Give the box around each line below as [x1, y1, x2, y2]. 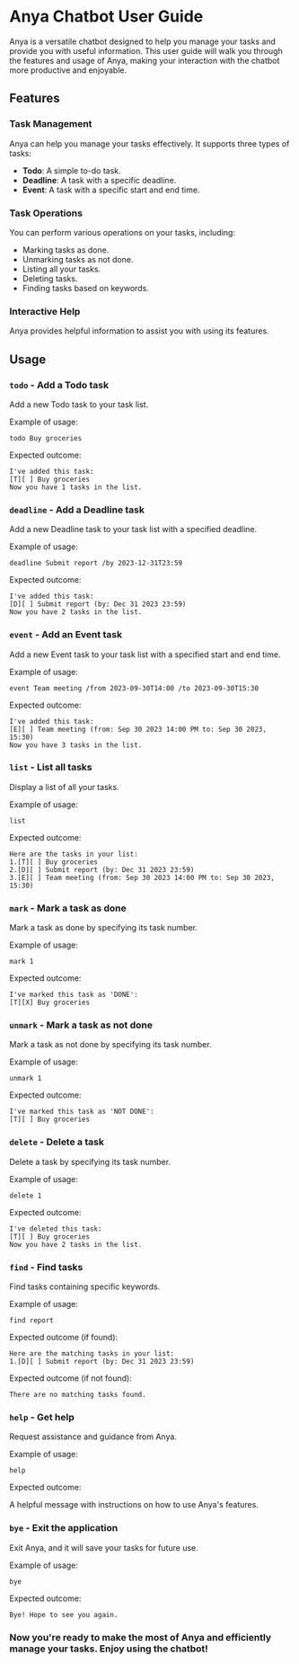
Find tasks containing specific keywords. [9, 1281, 161, 1292]
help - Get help [9, 1410, 75, 1423]
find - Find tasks [9, 1260, 84, 1273]
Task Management [9, 118, 92, 130]
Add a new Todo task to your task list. [9, 398, 149, 410]
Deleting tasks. [22, 272, 78, 284]
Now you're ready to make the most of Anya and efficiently [9, 1631, 272, 1643]
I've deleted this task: [9, 1224, 102, 1233]
